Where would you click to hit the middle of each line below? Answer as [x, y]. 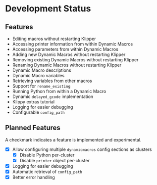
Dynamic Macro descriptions [42, 70]
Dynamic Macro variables [38, 75]
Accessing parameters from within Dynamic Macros [65, 49]
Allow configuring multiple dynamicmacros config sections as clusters [82, 149]
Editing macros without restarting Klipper [54, 39]
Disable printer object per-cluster [55, 160]
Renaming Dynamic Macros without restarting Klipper [67, 65]
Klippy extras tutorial [33, 102]
